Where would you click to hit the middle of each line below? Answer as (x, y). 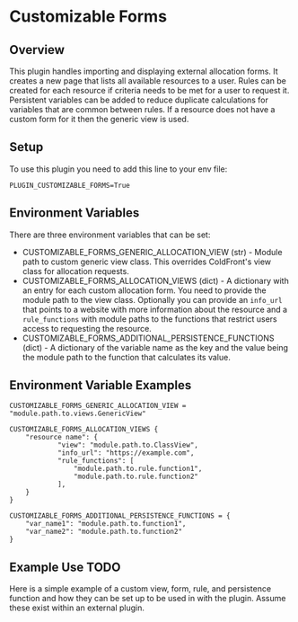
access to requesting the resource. (87, 328)
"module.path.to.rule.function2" (136, 477)
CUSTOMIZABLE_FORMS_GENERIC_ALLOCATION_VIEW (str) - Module (152, 252)
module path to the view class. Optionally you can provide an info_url (152, 299)
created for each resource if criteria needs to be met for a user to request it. (149, 90)
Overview (37, 50)
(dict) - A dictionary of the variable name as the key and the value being (155, 347)
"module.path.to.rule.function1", (138, 469)
